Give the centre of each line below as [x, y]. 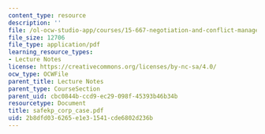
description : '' [35, 23]
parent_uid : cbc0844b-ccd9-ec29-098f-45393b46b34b [93, 96]
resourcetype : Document [47, 103]
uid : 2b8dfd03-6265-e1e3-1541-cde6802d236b [81, 118]
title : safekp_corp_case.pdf [56, 111]
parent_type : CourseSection [54, 89]
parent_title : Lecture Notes [56, 81]
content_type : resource [47, 15]
